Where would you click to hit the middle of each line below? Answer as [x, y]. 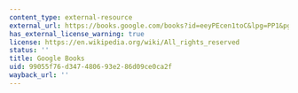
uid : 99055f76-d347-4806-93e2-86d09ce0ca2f [91, 67]
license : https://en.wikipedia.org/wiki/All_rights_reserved [125, 42]
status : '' [29, 50]
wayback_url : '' [39, 75]
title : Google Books [47, 58]
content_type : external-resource [71, 17]
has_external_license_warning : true [77, 34]
